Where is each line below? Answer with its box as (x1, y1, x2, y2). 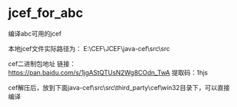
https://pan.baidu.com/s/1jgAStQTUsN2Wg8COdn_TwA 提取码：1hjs (8, 68, 208, 77)
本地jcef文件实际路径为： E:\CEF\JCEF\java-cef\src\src (8, 44, 171, 52)
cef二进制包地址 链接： (8, 59, 76, 68)
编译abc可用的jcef (8, 29, 62, 38)
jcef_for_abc (8, 5, 84, 21)
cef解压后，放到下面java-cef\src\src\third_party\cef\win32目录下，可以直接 (8, 83, 231, 91)
